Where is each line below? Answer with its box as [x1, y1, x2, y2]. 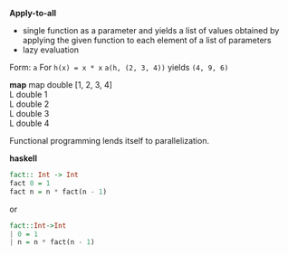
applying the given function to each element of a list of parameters [22, 35, 272, 45]
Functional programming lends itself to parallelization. [9, 136, 210, 146]
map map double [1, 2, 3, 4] [9, 80, 113, 90]
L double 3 [9, 109, 50, 118]
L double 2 [9, 99, 50, 109]
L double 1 [9, 90, 48, 99]
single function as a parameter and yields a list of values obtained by [22, 25, 280, 35]
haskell [9, 153, 38, 164]
